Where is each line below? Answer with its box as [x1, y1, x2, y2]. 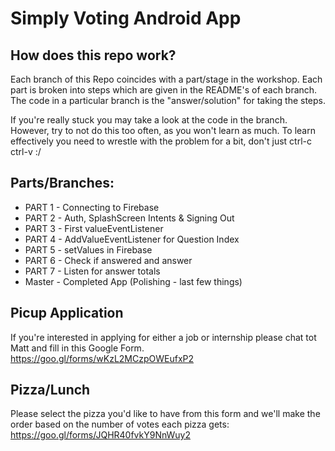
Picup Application [10, 305, 124, 322]
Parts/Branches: [10, 175, 115, 192]
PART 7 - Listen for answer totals [24, 265, 161, 277]
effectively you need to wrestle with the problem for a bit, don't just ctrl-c [10, 135, 312, 147]
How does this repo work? [10, 47, 177, 64]
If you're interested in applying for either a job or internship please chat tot [10, 331, 317, 343]
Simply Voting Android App [10, 7, 242, 30]
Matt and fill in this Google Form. [10, 342, 145, 354]
